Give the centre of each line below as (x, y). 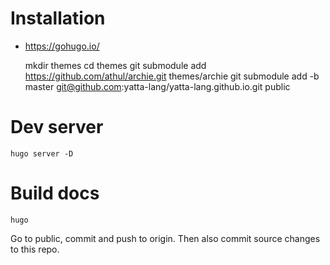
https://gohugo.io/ (62, 46)
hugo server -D (42, 153)
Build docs (55, 193)
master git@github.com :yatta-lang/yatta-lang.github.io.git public (157, 86)
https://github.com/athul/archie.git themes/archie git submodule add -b (172, 76)
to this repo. (35, 249)
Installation (58, 18)
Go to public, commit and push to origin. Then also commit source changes (165, 238)
